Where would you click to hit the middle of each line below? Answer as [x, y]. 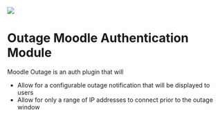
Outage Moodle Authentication [98, 38]
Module [29, 53]
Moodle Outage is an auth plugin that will [65, 72]
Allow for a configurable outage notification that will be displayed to [113, 85]
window [28, 107]
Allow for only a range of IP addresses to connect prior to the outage [115, 100]
